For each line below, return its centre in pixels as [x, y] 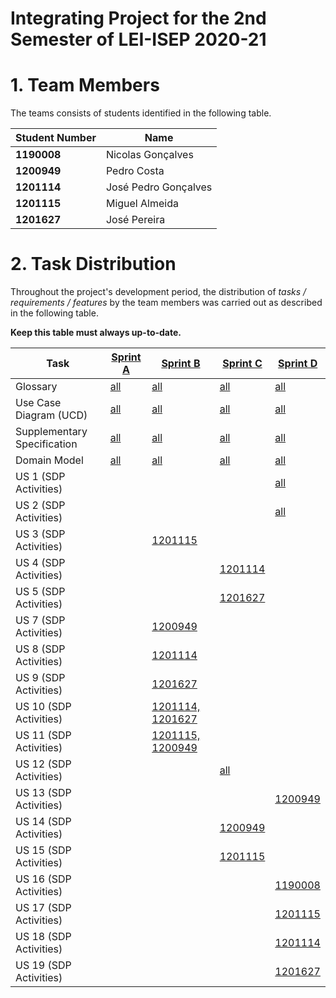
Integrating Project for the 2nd [138, 18]
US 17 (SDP [43, 908]
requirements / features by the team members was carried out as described [166, 303]
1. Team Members [85, 85]
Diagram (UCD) [51, 415]
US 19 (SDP [43, 965]
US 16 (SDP [43, 879]
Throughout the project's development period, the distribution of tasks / [158, 292]
